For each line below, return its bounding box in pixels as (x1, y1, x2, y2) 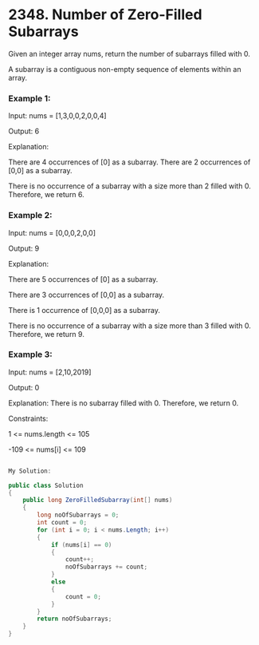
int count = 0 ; (37, 519, 88, 527)
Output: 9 (8, 243, 40, 253)
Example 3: (8, 349, 53, 360)
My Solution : (8, 467, 52, 475)
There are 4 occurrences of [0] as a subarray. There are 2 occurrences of (8, 157, 251, 167)
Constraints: (8, 414, 49, 423)
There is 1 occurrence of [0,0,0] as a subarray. (8, 305, 161, 315)
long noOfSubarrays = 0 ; (37, 511, 120, 520)
